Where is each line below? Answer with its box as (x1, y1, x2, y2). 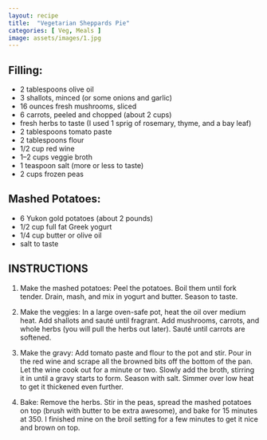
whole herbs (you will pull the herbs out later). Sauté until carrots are (19, 324, 245, 333)
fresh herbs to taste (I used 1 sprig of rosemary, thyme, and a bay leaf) (19, 119, 252, 128)
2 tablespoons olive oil (19, 84, 94, 94)
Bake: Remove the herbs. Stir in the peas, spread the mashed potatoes (19, 397, 252, 407)
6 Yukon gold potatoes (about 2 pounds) (19, 213, 154, 223)
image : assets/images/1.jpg (8, 33, 102, 42)
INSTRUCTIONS (8, 262, 89, 276)
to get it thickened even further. (19, 382, 124, 391)
